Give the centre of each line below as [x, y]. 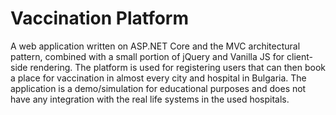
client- [300, 56]
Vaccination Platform [100, 18]
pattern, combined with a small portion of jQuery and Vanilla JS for [147, 56]
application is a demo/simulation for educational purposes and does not [158, 88]
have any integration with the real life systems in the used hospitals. [150, 99]
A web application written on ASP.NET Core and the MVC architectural [155, 46]
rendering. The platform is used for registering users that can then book [177, 67]
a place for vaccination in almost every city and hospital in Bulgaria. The [158, 78]
